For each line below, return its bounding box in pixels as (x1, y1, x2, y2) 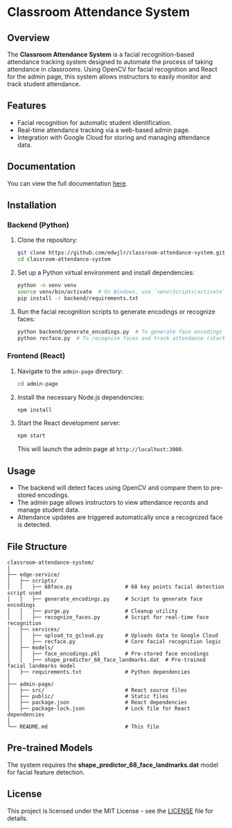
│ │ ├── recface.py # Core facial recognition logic (7, 638, 222, 645)
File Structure (7, 540, 67, 553)
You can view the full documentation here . (7, 179, 128, 188)
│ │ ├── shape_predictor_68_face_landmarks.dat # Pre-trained (7, 656, 206, 663)
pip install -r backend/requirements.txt (17, 295, 139, 302)
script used (7, 589, 42, 596)
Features (7, 100, 46, 112)
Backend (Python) (7, 220, 69, 229)
